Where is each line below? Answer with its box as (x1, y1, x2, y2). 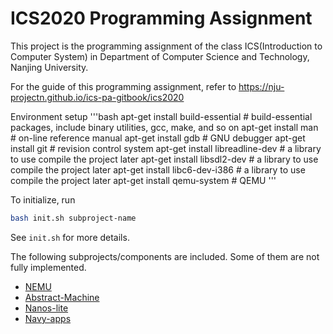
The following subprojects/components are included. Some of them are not (10, 250, 320, 262)
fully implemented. (10, 261, 87, 273)
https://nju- (238, 80, 285, 92)
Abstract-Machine (24, 291, 100, 303)
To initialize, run (10, 193, 76, 206)
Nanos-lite (24, 302, 69, 314)
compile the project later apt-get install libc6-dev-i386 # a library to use (10, 163, 306, 176)
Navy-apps (24, 312, 72, 324)
